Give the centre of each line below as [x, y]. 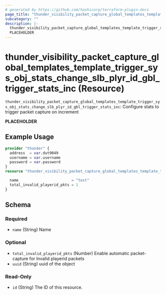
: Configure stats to [140, 106]
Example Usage [30, 137]
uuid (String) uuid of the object [43, 264]
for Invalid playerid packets [57, 258]
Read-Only [19, 276]
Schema [18, 205]
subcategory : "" [22, 19]
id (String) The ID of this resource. [47, 287]
